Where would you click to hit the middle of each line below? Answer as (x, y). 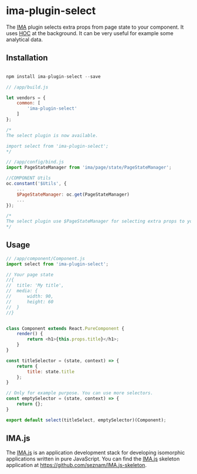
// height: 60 (30, 302)
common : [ (29, 103)
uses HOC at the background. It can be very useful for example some (90, 33)
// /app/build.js (27, 87)
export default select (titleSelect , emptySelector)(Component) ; (86, 420)
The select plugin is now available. (52, 135)
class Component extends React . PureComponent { (65, 328)
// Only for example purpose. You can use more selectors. (80, 393)
